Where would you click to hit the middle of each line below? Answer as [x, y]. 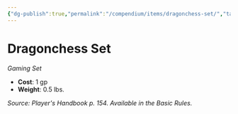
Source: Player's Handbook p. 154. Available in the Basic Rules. [100, 103]
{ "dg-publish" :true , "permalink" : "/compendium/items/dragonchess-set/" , [115, 14]
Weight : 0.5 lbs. [41, 89]
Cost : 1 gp [33, 82]
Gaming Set [25, 68]
